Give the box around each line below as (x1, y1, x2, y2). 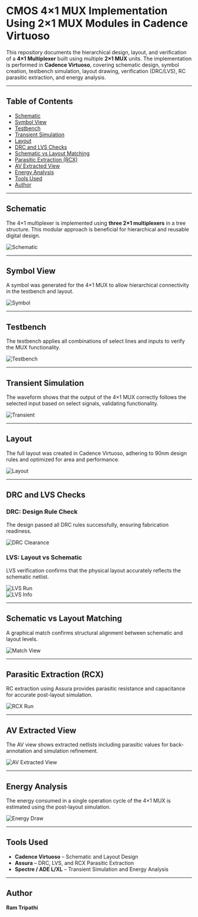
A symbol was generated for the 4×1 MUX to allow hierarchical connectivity (6, 281, 190, 289)
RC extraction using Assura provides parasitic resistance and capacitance (6, 685, 186, 692)
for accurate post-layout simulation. (6, 692, 93, 699)
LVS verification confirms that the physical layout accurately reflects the (6, 566, 181, 574)
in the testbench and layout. (6, 288, 74, 295)
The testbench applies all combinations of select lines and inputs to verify (6, 338, 185, 345)
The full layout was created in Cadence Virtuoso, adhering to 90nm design (6, 450, 187, 457)
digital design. (6, 232, 41, 239)
